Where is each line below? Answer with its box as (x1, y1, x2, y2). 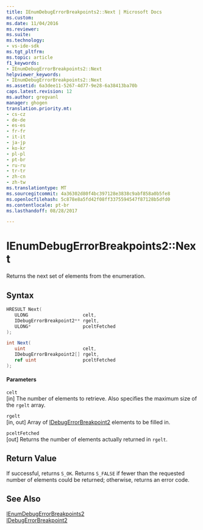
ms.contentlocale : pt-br (6, 202, 69, 208)
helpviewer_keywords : (6, 71, 62, 78)
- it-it (6, 134, 26, 140)
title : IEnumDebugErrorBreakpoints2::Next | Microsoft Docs (6, 9, 163, 15)
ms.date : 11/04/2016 (6, 20, 59, 26)
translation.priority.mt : (6, 105, 72, 112)
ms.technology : (6, 37, 45, 43)
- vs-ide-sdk (6, 43, 40, 49)
